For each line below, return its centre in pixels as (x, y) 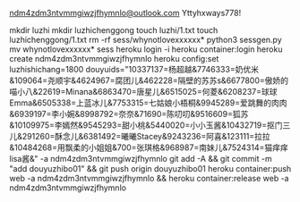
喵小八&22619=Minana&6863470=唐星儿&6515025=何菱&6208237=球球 (143, 92)
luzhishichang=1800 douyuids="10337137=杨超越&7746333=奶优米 (134, 69)
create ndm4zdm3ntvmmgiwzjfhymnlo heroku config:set (114, 59)
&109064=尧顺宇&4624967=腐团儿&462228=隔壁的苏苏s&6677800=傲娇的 (149, 80)
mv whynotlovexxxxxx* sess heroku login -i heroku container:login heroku (146, 49)
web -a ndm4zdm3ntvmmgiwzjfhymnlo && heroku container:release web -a (149, 178)
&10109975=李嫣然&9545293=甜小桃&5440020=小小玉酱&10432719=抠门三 (150, 125)
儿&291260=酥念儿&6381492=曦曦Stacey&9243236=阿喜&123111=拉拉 (140, 136)
